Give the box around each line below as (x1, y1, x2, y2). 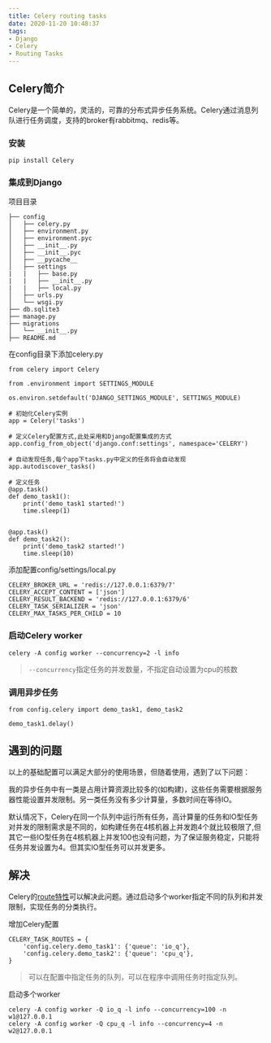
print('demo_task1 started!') (23, 500, 126, 508)
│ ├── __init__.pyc (8, 249, 82, 257)
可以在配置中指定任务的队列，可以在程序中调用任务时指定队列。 (28, 971, 242, 981)
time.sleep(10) (23, 550, 75, 558)
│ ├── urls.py (8, 291, 63, 299)
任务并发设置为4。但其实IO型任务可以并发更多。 (8, 842, 170, 852)
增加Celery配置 (8, 919, 59, 928)
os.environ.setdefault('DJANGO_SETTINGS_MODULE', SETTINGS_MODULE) (8, 394, 242, 403)
